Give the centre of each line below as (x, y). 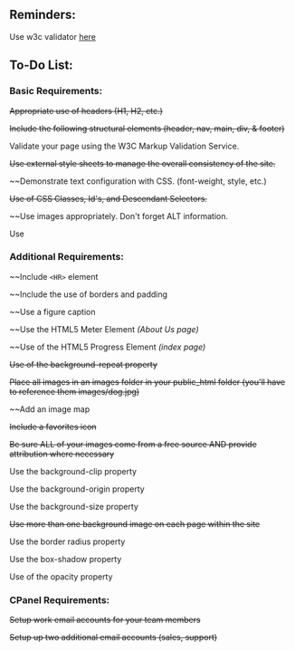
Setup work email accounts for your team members (105, 620)
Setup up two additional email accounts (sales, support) (114, 637)
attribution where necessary (62, 454)
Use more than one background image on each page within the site (135, 523)
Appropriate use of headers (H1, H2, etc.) (86, 110)
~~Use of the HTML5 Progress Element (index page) (108, 347)
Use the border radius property (67, 541)
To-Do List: (42, 66)
